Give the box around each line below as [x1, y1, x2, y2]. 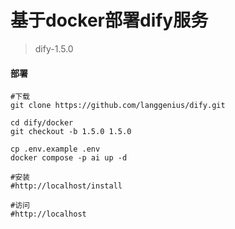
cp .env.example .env [10, 144, 101, 155]
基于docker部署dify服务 [10, 9, 209, 32]
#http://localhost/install [10, 181, 123, 191]
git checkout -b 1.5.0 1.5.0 [10, 127, 132, 137]
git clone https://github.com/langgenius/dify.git [10, 101, 226, 111]
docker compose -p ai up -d [10, 153, 128, 163]
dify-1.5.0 [34, 42, 74, 55]
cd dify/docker [10, 118, 74, 128]
